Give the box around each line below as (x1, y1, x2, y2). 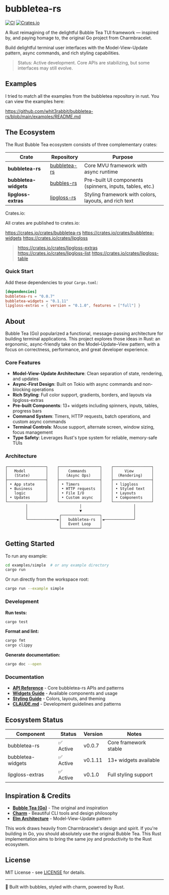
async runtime (84, 168, 118, 175)
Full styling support (107, 771, 153, 778)
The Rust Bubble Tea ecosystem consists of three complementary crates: (5, 142, 157, 148)
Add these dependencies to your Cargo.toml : (5, 279, 98, 285)
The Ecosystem (5, 128, 55, 136)
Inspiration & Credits (5, 791, 71, 800)
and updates (12, 376, 39, 382)
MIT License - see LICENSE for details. (5, 869, 86, 875)
